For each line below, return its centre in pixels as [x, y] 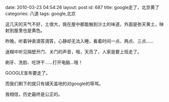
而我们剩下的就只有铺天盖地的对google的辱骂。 [54, 83]
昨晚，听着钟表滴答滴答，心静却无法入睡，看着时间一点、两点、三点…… [80, 41]
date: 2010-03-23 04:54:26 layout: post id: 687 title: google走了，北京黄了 [82, 7]
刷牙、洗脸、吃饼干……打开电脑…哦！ [44, 62]
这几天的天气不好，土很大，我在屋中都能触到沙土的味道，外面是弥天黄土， [82, 24]
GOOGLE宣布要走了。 [28, 73]
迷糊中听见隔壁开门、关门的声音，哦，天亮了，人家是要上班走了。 [73, 52]
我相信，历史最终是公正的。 [34, 94]
